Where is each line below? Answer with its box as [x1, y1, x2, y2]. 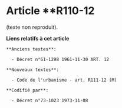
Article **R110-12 [6, 4, 95, 18]
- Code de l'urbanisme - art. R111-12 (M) [11, 77, 117, 83]
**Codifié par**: [6, 87, 49, 93]
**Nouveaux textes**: [6, 66, 60, 73]
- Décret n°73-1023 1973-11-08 [11, 97, 88, 103]
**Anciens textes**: [6, 46, 57, 52]
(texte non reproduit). [6, 23, 58, 31]
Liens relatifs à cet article [6, 35, 70, 42]
